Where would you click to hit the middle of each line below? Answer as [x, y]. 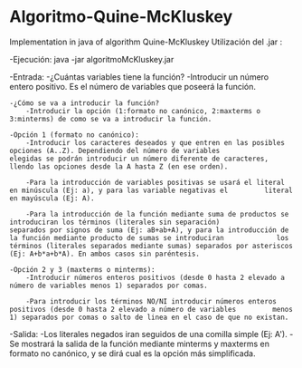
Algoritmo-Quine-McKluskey [121, 17]
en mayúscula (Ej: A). [52, 198]
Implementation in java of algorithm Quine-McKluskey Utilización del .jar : [146, 42]
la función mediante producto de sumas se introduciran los [149, 237]
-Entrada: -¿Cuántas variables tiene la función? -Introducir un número [139, 77]
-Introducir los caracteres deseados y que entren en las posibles [155, 142]
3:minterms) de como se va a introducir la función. [111, 119]
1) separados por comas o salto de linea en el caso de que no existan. [149, 317]
